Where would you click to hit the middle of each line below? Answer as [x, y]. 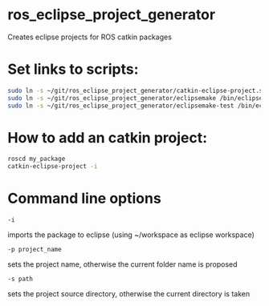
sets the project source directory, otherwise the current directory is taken [129, 294]
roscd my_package [37, 159]
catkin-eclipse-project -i [53, 167]
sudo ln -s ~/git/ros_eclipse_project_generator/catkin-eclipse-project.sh [137, 91]
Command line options [84, 199]
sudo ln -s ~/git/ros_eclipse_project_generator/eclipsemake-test [121, 106]
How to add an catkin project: [108, 137]
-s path [20, 279]
